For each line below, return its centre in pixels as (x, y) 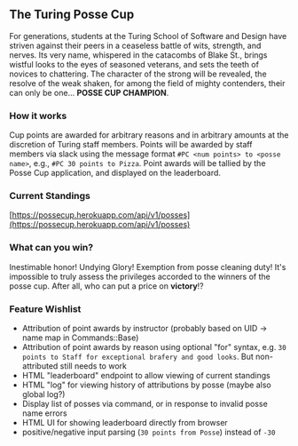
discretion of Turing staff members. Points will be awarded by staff (131, 145)
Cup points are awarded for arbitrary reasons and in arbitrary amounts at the (149, 135)
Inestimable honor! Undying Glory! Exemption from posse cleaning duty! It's (148, 267)
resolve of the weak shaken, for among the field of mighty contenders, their (147, 83)
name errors (45, 413)
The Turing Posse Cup (72, 15)
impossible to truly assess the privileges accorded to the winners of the (140, 276)
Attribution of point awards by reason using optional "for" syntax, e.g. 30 (154, 347)
